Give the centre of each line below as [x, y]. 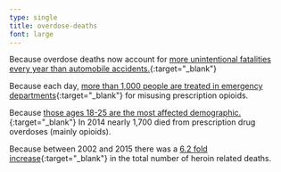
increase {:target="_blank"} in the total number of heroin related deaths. [140, 159]
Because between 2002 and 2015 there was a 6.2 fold [108, 149]
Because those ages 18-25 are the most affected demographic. [125, 113]
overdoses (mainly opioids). [60, 132]
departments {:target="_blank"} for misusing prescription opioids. [129, 95]
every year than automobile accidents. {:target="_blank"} [113, 69]
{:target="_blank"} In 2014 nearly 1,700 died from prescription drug [132, 122]
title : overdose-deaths [54, 26]
